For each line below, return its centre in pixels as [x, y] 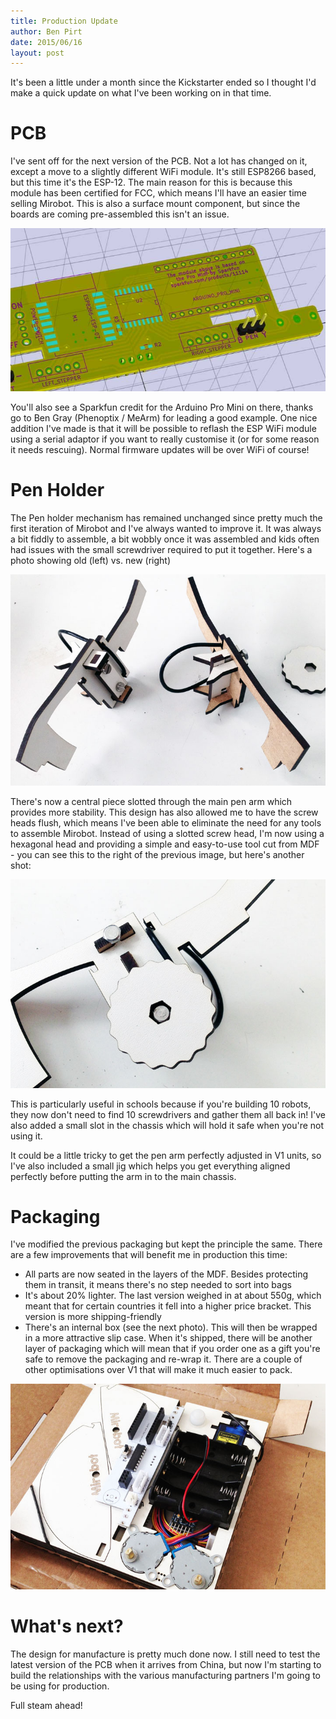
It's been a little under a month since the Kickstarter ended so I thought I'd [163, 82]
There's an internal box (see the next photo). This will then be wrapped [171, 1327]
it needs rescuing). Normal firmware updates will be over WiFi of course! [160, 450]
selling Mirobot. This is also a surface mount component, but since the [155, 204]
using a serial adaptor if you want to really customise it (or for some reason [165, 439]
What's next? [67, 1626]
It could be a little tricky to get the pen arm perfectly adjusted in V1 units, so [166, 1155]
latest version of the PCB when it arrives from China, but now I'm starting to [166, 1664]
